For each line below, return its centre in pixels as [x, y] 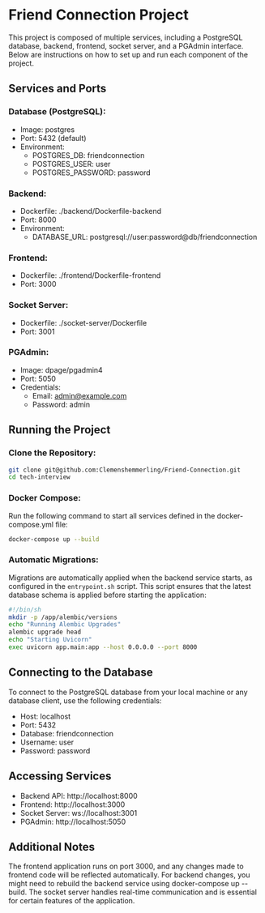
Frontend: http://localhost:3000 [73, 804]
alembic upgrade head [45, 632]
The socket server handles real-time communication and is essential [143, 892]
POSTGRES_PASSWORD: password [92, 173]
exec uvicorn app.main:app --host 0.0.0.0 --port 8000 [103, 647]
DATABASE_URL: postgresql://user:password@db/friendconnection [145, 237]
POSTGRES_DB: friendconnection [88, 155]
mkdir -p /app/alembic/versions [63, 617]
